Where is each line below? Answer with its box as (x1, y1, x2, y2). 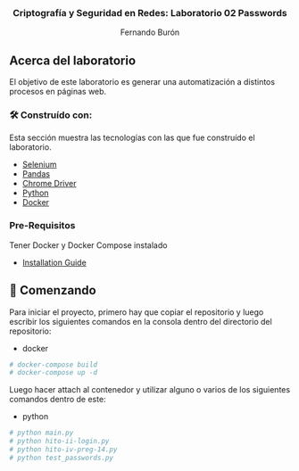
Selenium (21, 159, 57, 170)
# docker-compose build (9, 359, 98, 369)
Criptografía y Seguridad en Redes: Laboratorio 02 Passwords (12, 6, 287, 19)
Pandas (21, 169, 51, 179)
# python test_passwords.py (9, 453, 114, 462)
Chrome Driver (21, 178, 78, 189)
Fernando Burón (120, 27, 180, 37)
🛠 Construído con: (9, 109, 93, 121)
